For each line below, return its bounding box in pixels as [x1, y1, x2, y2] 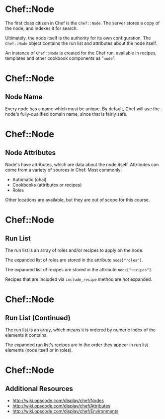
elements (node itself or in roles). [5, 347, 73, 353]
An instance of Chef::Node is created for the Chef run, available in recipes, [5, 50, 157, 56]
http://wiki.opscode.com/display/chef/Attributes [12, 403, 111, 409]
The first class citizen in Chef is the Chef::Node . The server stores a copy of [5, 20, 160, 26]
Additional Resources [5, 384, 73, 393]
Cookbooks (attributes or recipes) [12, 182, 82, 188]
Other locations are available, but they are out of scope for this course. [5, 197, 150, 203]
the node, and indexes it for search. [5, 25, 78, 31]
